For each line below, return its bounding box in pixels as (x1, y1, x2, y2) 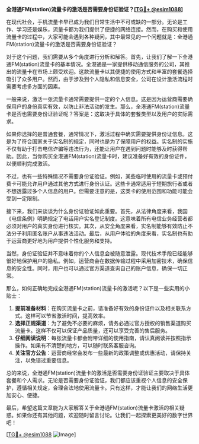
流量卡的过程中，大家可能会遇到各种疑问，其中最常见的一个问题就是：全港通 (6, 33, 193, 40)
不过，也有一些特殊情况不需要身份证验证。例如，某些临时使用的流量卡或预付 (6, 173, 193, 180)
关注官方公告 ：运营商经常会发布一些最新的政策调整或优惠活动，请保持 (14, 350, 187, 356)
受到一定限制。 (6, 195, 43, 202)
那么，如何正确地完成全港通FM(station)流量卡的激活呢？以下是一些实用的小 (6, 285, 190, 291)
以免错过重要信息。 (25, 357, 72, 364)
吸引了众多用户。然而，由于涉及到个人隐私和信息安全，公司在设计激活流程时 (6, 75, 193, 83)
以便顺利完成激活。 (6, 160, 53, 167)
